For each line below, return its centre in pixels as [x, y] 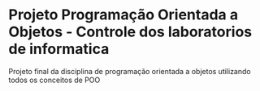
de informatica [59, 49]
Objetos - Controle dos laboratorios [130, 32]
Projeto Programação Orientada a [123, 15]
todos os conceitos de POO [54, 80]
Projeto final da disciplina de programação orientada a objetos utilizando [130, 71]
